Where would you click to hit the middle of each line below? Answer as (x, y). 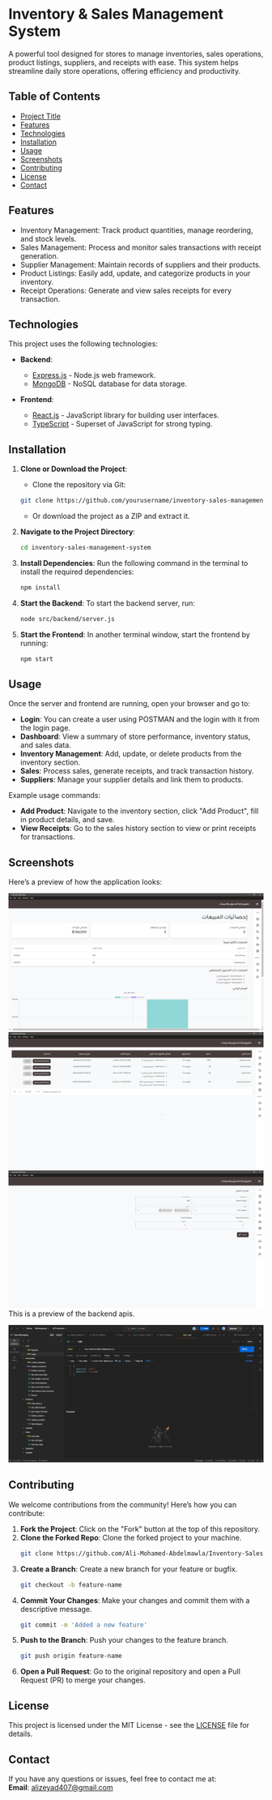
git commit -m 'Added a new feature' (84, 1625)
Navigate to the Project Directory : (78, 532)
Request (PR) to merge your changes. (83, 1680)
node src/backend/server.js (67, 619)
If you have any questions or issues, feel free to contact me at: (113, 1779)
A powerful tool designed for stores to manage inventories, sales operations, (136, 54)
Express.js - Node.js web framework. (94, 375)
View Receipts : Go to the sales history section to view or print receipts (138, 829)
